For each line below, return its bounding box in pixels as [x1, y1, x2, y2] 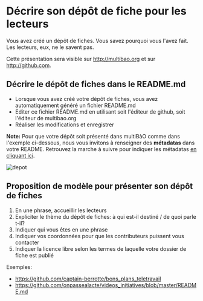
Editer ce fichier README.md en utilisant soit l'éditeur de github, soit [14, 108, 185, 115]
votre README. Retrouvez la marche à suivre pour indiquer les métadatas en [6, 145, 197, 152]
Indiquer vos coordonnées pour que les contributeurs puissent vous [14, 232, 184, 239]
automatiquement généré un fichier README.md [14, 102, 136, 109]
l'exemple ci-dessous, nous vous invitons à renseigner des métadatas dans [6, 139, 195, 146]
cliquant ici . [6, 152, 35, 159]
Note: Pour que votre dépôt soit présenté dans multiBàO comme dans [6, 132, 180, 140]
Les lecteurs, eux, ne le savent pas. [6, 44, 94, 51]
